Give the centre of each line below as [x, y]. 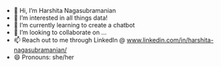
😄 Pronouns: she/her [44, 57]
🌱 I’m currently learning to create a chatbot [74, 25]
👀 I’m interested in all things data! [60, 18]
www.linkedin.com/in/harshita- [170, 40]
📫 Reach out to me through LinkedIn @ [69, 40]
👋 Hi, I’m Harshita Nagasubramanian [65, 11]
